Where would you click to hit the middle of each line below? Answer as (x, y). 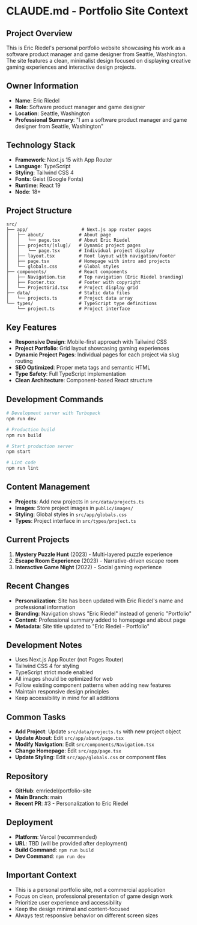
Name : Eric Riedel (37, 100)
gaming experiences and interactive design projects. (71, 67)
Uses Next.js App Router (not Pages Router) (69, 660)
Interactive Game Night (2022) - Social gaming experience (88, 567)
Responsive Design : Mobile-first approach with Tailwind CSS (91, 342)
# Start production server (40, 446)
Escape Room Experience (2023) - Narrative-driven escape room (97, 560)
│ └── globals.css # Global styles (63, 267)
